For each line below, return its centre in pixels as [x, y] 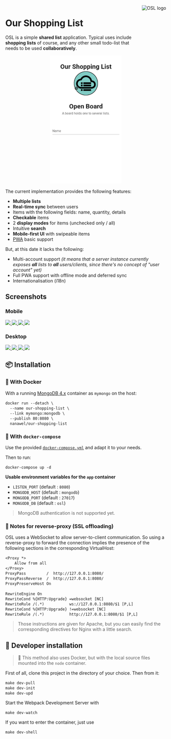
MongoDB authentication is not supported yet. [66, 513]
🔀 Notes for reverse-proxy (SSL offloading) [59, 526]
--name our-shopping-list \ [40, 408]
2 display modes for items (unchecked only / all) [64, 223]
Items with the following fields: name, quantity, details [69, 212]
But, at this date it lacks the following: [45, 249]
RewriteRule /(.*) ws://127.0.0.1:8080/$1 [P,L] [69, 604]
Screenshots [26, 297]
